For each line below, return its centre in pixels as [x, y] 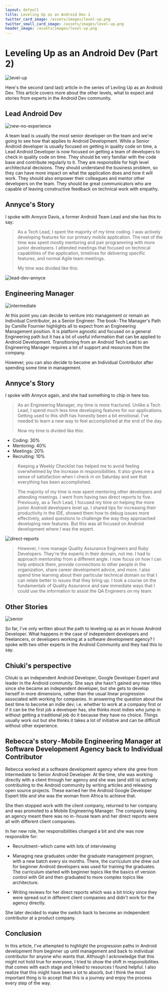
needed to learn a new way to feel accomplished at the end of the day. [90, 421]
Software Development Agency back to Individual [84, 749]
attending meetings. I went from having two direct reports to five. [84, 497]
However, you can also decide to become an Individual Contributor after [79, 362]
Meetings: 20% [28, 451]
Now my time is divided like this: [50, 431]
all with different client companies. [40, 821]
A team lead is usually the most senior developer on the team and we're [79, 135]
